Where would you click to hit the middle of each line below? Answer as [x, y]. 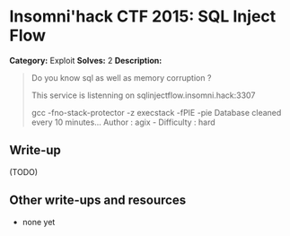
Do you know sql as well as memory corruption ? [121, 77]
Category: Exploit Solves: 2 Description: [86, 60]
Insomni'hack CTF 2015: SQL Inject [143, 17]
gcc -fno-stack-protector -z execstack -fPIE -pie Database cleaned [156, 112]
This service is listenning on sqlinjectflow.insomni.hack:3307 [143, 95]
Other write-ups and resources [98, 201]
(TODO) [24, 171]
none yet [39, 222]
